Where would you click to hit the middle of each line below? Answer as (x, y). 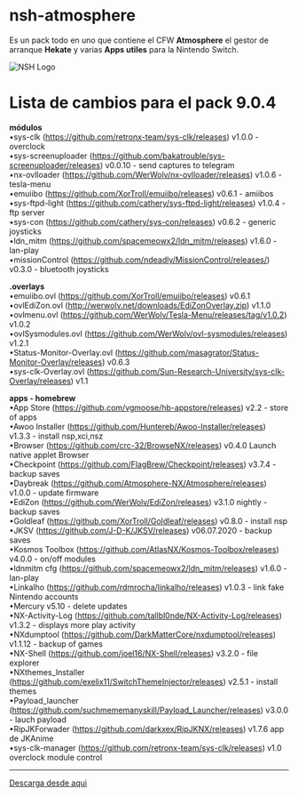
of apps (23, 417)
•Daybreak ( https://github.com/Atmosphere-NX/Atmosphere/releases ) (138, 483)
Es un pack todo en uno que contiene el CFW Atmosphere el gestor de (139, 40)
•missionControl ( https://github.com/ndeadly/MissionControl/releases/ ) (140, 260)
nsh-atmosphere (72, 16)
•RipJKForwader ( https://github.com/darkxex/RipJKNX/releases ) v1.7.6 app (147, 729)
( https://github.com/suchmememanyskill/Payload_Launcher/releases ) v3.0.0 (149, 710)
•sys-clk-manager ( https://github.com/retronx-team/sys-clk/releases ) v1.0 (145, 747)
